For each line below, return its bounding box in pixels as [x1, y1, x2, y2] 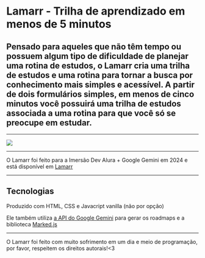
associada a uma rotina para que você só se [6, 108, 176, 118]
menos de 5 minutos [6, 17, 112, 31]
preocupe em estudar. [6, 117, 93, 128]
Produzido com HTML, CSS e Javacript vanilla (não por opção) [6, 202, 165, 209]
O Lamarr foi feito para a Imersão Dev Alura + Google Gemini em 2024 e [6, 156, 188, 164]
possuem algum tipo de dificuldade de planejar [6, 51, 189, 61]
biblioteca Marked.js [6, 220, 58, 228]
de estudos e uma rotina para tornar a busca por [6, 70, 193, 80]
